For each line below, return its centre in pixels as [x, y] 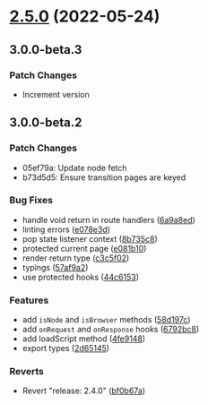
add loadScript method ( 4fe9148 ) [84, 339]
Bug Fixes [31, 201]
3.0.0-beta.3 [46, 50]
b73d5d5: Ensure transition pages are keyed [104, 177]
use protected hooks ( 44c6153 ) [81, 277]
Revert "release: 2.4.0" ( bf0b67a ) [84, 391]
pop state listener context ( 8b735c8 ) [90, 238]
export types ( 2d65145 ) [66, 348]
